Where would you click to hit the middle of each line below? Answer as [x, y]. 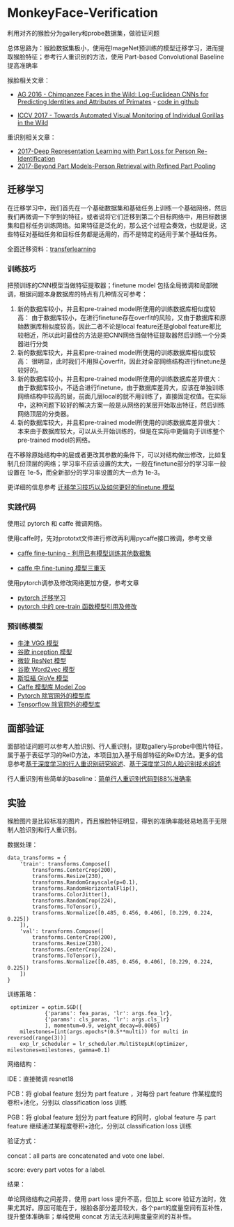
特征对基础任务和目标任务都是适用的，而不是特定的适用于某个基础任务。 [117, 234]
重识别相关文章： [32, 137]
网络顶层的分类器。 [45, 414]
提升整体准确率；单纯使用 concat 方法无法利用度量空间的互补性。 [101, 1217]
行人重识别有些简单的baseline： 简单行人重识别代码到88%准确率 [99, 779]
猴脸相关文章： [29, 80]
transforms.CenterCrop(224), [75, 950]
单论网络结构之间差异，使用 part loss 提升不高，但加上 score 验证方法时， [114, 1199]
